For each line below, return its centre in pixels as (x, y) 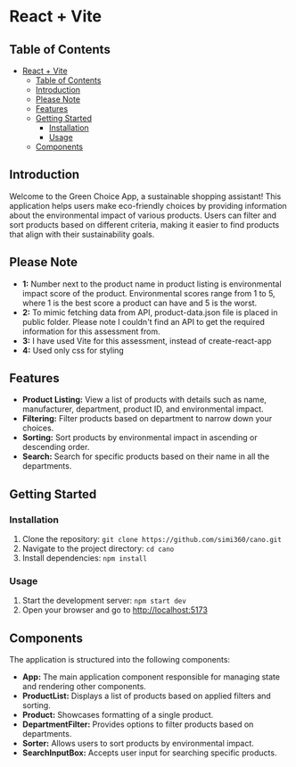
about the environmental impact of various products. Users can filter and (143, 215)
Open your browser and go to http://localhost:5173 (115, 610)
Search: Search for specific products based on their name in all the (146, 456)
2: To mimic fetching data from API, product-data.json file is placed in (150, 312)
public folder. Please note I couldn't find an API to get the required (144, 321)
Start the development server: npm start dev (104, 601)
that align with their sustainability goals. (82, 234)
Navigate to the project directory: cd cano (98, 549)
